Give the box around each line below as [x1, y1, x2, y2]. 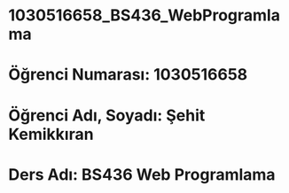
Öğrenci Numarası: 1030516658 [8, 65, 248, 85]
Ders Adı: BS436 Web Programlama [8, 165, 276, 184]
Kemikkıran [8, 124, 94, 144]
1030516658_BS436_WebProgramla [8, 5, 281, 26]
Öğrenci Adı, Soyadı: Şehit [8, 105, 206, 125]
